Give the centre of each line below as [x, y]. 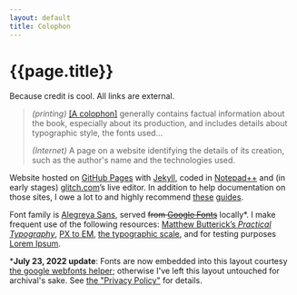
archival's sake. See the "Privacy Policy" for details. [106, 280]
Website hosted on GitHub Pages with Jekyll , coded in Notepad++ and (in [148, 178]
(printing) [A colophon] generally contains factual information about [158, 113]
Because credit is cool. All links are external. [92, 96]
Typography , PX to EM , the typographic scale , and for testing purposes [143, 234]
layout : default [40, 18]
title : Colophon [40, 26]
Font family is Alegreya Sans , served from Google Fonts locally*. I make [143, 215]
